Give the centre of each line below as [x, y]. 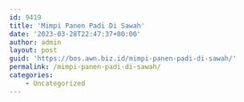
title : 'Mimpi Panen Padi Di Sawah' [77, 26]
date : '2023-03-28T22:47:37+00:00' [75, 34]
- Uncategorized [56, 83]
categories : [31, 75]
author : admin [36, 42]
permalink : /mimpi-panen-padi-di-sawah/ [85, 67]
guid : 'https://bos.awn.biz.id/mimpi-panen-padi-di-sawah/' [123, 59]
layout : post [33, 51]
